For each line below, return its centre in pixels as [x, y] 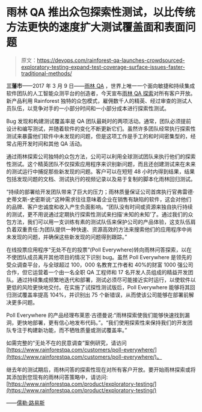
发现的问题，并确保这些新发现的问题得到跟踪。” [69, 237]
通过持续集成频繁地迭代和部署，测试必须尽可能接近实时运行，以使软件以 [106, 280]
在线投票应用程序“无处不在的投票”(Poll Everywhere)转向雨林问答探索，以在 [99, 250]
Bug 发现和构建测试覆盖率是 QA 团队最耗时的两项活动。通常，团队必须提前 [99, 121]
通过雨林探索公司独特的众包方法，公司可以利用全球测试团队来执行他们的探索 [101, 156]
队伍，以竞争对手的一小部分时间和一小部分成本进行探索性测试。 [90, 108]
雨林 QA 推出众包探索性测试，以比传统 [101, 12]
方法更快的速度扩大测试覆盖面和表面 [96, 27]
